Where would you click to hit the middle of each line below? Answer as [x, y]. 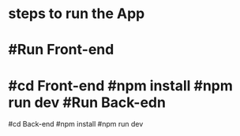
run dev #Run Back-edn [87, 102]
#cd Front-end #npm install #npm [120, 85]
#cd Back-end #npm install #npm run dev [76, 124]
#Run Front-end [61, 50]
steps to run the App [77, 14]
